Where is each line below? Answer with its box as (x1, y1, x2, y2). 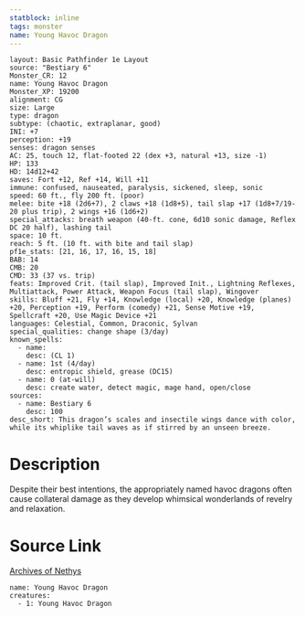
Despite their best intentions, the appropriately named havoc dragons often (9, 484, 292, 495)
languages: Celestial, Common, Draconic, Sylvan (9, 319, 198, 329)
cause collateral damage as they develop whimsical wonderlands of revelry (9, 494, 293, 505)
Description (9, 453, 100, 474)
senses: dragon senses (9, 144, 96, 153)
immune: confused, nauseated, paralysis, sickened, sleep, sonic (9, 184, 263, 193)
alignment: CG (9, 95, 64, 105)
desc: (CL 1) (26, 351, 76, 361)
